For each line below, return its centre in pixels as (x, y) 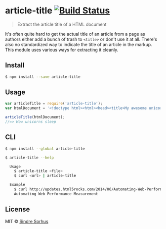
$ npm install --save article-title (43, 77)
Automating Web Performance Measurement (56, 194)
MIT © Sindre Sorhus (27, 221)
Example (18, 185)
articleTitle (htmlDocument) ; (35, 117)
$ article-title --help (30, 158)
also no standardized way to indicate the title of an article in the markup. (79, 44)
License (18, 209)
